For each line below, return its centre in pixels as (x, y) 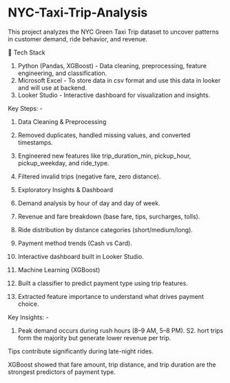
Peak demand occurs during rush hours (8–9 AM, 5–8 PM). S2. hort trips (121, 330)
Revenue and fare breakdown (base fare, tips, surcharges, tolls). (109, 216)
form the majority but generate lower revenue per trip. (94, 338)
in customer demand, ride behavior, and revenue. (77, 39)
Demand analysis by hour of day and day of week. (89, 203)
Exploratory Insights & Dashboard (65, 189)
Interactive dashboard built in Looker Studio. (81, 256)
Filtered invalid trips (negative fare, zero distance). (89, 176)
